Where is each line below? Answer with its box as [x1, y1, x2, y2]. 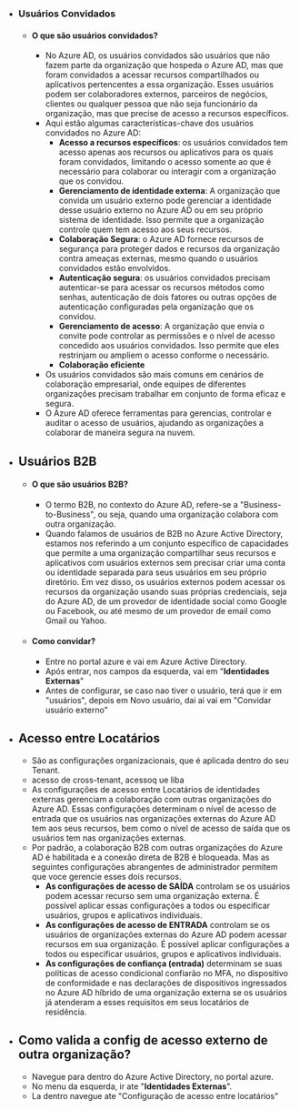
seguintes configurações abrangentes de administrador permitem [31, 861, 278, 872]
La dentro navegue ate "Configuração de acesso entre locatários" [31, 1090, 279, 1101]
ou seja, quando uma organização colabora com [97, 509, 279, 520]
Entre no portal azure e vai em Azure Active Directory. [45, 656, 247, 667]
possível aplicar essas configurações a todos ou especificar [45, 900, 271, 911]
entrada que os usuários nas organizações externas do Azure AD [31, 812, 276, 823]
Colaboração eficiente [58, 359, 145, 370]
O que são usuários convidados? [31, 30, 158, 41]
